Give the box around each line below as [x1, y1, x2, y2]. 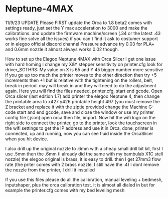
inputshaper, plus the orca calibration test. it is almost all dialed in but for [5, 181, 155, 188]
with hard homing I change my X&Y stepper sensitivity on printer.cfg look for [5, 61, 163, 67]
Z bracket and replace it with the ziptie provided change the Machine [5, 104, 148, 110]
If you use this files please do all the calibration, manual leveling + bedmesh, [5, 176, 163, 182]
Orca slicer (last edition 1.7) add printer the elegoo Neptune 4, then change [5, 93, 160, 99]
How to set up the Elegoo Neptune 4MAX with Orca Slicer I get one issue [5, 56, 156, 62]
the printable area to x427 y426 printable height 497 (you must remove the [5, 98, 160, 104]
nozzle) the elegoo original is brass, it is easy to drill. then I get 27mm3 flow [5, 156, 161, 162]
